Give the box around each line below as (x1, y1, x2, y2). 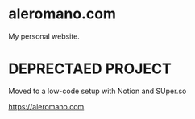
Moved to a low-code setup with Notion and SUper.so (8, 86, 187, 96)
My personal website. (8, 31, 81, 41)
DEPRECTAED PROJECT (8, 59, 172, 78)
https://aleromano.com (8, 101, 85, 111)
